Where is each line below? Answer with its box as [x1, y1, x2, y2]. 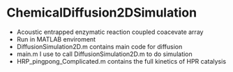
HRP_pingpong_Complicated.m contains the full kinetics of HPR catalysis [16, 57, 227, 65]
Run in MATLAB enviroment [16, 35, 96, 43]
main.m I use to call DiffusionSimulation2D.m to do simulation [16, 50, 193, 58]
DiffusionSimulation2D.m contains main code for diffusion [16, 42, 183, 51]
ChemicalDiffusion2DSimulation [6, 5, 197, 21]
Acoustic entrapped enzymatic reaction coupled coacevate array [16, 28, 204, 36]
